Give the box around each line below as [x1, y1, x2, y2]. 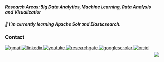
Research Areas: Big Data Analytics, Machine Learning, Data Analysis [5, 4, 151, 10]
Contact [5, 34, 25, 41]
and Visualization [5, 9, 42, 15]
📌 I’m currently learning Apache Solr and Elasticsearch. [5, 21, 121, 27]
